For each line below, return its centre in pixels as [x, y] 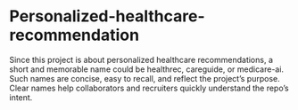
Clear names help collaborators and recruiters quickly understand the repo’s [149, 88]
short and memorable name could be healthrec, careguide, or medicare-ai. [146, 69]
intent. [21, 97]
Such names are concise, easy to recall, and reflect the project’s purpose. [145, 78]
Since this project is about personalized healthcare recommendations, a [141, 59]
